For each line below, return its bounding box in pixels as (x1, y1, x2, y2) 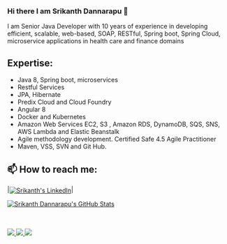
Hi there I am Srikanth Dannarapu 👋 (7, 6, 129, 16)
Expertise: (7, 57, 54, 69)
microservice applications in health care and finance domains (7, 37, 184, 45)
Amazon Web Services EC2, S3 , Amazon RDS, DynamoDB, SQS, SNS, (17, 120, 220, 128)
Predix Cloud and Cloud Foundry (17, 98, 112, 107)
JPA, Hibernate (17, 91, 61, 99)
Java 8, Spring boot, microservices (17, 76, 119, 84)
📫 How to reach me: (7, 163, 98, 175)
